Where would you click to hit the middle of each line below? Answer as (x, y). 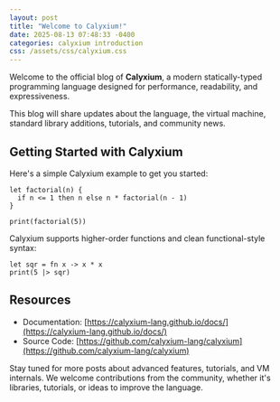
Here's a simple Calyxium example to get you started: (109, 173)
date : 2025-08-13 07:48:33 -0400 (72, 34)
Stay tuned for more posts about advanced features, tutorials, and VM (140, 368)
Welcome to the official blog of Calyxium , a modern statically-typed (136, 77)
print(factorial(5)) (48, 221)
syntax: (23, 248)
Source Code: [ (51, 341)
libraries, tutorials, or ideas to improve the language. (106, 387)
